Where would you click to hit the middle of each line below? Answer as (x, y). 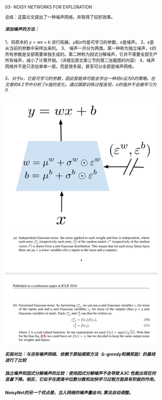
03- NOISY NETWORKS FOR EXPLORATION (49, 7)
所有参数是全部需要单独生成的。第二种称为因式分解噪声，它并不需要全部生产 (81, 54)
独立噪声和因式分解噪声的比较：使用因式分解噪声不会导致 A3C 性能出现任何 (81, 373)
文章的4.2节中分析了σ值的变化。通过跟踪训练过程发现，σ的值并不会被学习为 (81, 84)
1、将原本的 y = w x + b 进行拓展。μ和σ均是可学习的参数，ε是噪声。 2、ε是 (80, 42)
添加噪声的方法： (22, 29)
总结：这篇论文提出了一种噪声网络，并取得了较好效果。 (60, 17)
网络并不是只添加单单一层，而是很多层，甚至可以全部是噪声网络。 (71, 66)
